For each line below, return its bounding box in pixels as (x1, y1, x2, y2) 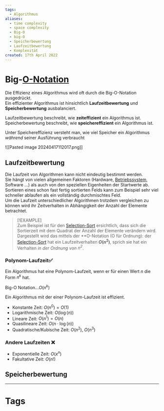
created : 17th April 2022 (5, 52, 58, 58)
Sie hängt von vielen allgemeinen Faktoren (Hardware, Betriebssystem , (5, 177, 148, 183)
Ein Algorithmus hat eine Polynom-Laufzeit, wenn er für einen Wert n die (5, 268, 151, 274)
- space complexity (9, 25, 49, 30)
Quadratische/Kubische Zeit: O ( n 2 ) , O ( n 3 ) (12, 326, 96, 333)
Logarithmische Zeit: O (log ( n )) (12, 309, 74, 316)
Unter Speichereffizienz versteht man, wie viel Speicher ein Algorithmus (5, 130, 150, 136)
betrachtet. (5, 208, 27, 214)
